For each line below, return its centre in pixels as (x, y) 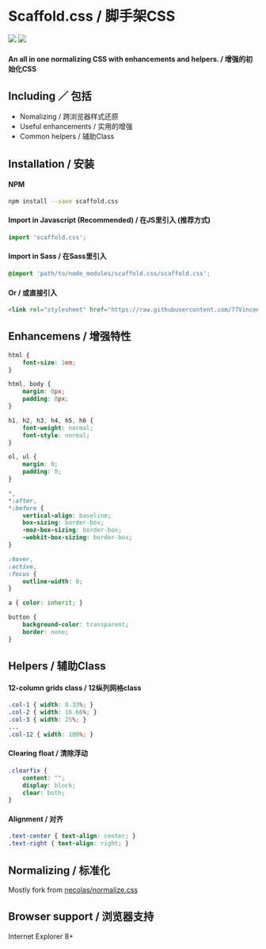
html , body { (30, 384)
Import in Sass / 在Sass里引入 (57, 256)
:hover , (21, 559)
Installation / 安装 (51, 164)
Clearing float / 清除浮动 (48, 753)
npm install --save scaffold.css (63, 201)
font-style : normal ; (56, 435)
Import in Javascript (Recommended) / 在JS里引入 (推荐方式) (110, 220)
